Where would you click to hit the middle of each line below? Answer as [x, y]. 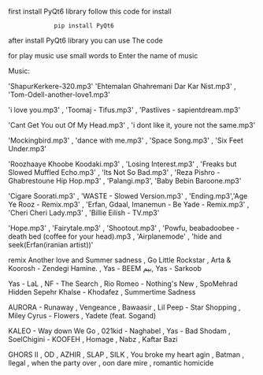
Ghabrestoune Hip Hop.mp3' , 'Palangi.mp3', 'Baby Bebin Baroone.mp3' [125, 181]
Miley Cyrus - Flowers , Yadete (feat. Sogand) [82, 316]
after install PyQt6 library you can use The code [85, 40]
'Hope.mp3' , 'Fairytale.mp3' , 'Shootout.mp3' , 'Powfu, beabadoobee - [124, 228]
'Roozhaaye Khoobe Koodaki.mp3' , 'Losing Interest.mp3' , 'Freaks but [122, 164]
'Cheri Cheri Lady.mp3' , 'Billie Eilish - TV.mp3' [84, 213]
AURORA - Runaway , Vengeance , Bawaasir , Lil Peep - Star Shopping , [124, 307]
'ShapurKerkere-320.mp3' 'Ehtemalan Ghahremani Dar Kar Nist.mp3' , [122, 86]
